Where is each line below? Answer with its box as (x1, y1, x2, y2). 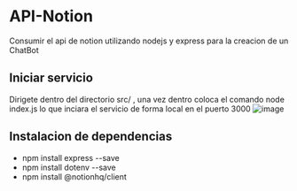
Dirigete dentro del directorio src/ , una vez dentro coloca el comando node (9, 94, 285, 104)
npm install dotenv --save (21, 162, 117, 172)
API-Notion (9, 6, 93, 27)
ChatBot (9, 44, 40, 55)
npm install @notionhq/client (21, 171, 127, 182)
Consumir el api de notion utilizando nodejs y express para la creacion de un (9, 35, 289, 46)
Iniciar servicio (9, 71, 93, 86)
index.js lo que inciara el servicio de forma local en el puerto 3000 (9, 103, 251, 114)
